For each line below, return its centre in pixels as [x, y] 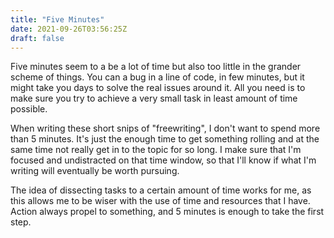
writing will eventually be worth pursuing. [95, 171]
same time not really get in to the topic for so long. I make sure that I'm [156, 150]
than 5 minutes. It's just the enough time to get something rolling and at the [165, 139]
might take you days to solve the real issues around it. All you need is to [158, 88]
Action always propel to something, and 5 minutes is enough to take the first [167, 212]
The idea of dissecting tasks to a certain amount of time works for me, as [161, 190]
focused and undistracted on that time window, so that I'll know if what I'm [163, 160]
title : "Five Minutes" [57, 19]
